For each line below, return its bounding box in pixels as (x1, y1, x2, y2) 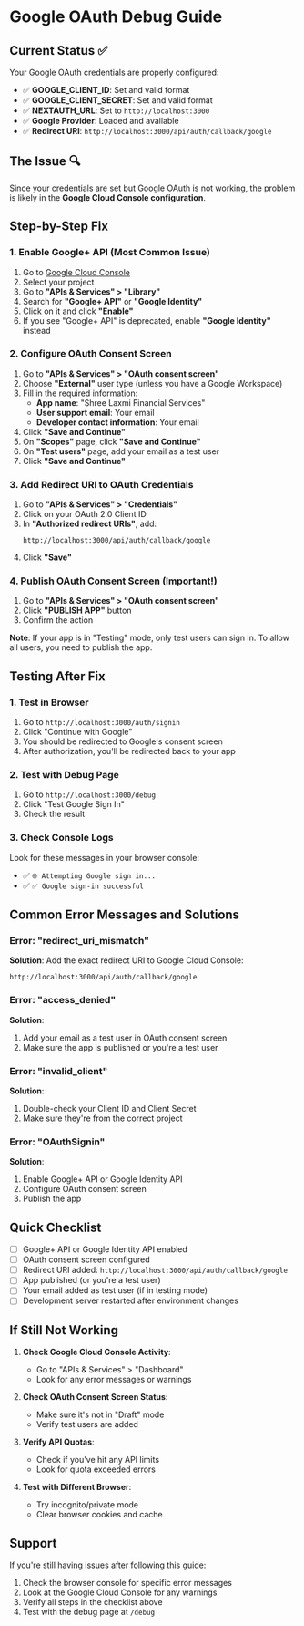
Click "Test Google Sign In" (22, 799, 125, 810)
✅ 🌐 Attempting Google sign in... (22, 869, 157, 881)
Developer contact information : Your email (35, 417, 200, 428)
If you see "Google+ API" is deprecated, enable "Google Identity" (22, 315, 271, 326)
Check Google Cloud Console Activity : (22, 1347, 171, 1358)
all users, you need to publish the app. (9, 642, 153, 653)
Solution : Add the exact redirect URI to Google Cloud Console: (9, 955, 244, 966)
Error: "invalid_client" (9, 1064, 108, 1077)
